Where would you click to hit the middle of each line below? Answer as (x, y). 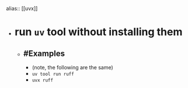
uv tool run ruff (53, 74)
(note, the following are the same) (73, 67)
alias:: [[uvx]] (22, 8)
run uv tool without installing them (98, 32)
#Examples (44, 53)
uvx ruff (43, 80)
